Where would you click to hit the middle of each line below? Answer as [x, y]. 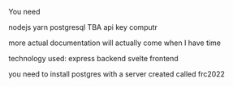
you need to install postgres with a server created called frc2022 [117, 74]
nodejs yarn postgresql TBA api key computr [83, 27]
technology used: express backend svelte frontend [93, 58]
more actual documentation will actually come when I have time [115, 43]
